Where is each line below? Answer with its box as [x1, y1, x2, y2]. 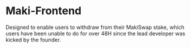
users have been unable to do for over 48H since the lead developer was [5, 30, 186, 37]
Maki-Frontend [5, 4, 82, 18]
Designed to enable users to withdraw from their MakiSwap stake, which [5, 24, 185, 31]
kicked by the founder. [5, 36, 61, 43]
